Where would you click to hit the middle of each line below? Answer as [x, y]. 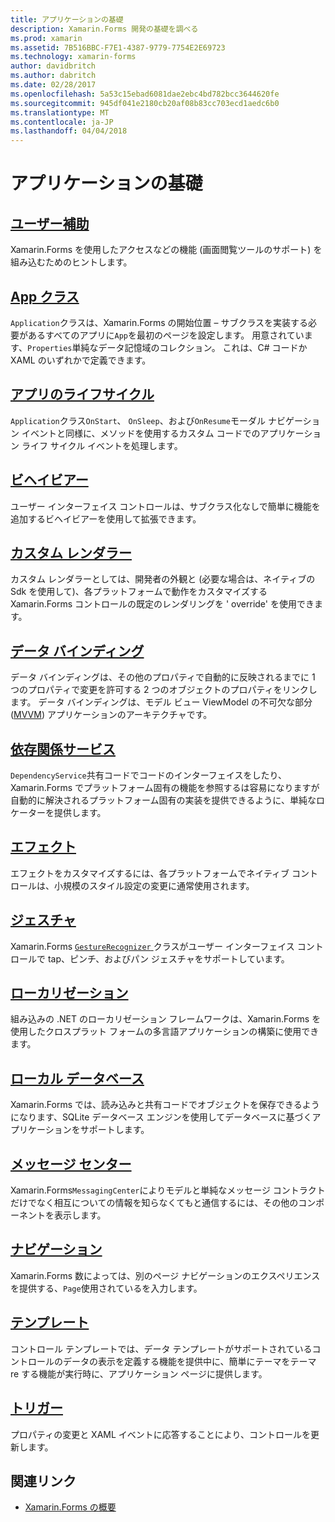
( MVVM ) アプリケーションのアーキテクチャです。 [111, 715]
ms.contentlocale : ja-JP [62, 122]
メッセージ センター [71, 1164]
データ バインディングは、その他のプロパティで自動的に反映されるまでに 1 [163, 677]
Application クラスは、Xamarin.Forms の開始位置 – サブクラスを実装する [159, 322]
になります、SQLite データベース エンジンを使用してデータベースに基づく [161, 1117]
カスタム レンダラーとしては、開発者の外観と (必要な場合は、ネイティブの [163, 579]
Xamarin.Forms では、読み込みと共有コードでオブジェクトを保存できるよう [165, 1105]
